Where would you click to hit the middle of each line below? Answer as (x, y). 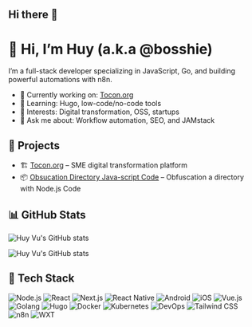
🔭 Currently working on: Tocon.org (77, 95)
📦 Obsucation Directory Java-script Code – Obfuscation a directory (132, 177)
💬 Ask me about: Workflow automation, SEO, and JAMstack (117, 120)
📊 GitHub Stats (47, 215)
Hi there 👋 (33, 15)
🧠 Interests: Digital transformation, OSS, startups (99, 112)
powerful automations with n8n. (61, 80)
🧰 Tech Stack (41, 279)
